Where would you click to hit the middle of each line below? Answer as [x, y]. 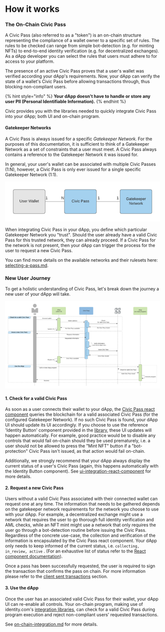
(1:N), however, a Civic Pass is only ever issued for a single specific [73, 169]
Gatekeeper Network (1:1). [31, 174]
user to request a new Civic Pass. [39, 250]
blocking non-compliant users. [36, 87]
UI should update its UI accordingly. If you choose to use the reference [77, 425]
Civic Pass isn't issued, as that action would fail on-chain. [87, 451]
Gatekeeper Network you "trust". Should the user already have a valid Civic [81, 235]
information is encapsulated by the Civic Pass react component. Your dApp [81, 541]
